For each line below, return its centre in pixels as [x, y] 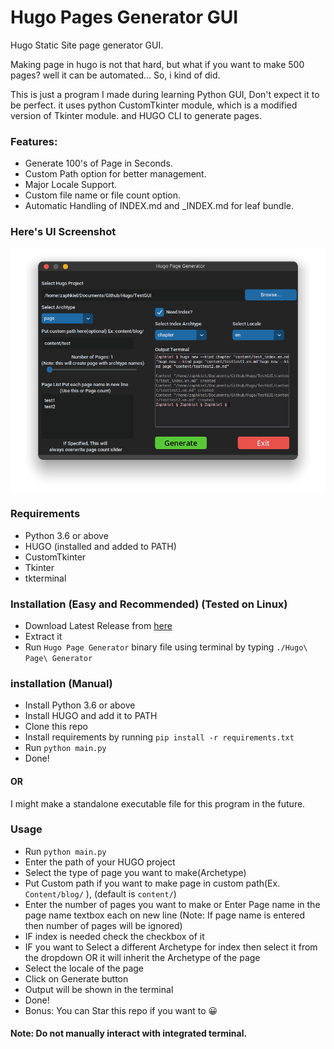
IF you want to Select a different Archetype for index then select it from [171, 947]
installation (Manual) [61, 683]
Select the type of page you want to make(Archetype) [135, 872]
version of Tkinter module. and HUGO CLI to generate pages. [136, 115]
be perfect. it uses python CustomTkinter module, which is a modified [154, 105]
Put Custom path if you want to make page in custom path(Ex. [152, 883]
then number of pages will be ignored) [103, 925]
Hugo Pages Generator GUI [124, 17]
